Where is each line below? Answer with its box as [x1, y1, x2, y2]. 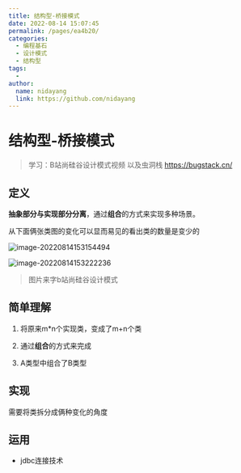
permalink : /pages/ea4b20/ [8, 27, 99, 35]
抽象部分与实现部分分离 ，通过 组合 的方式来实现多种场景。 [8, 209, 200, 218]
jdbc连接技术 [19, 456, 64, 466]
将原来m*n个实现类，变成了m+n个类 [19, 323, 142, 333]
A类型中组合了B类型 [19, 357, 87, 368]
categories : [8, 34, 49, 43]
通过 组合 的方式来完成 [19, 340, 91, 350]
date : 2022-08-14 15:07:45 [8, 19, 99, 27]
